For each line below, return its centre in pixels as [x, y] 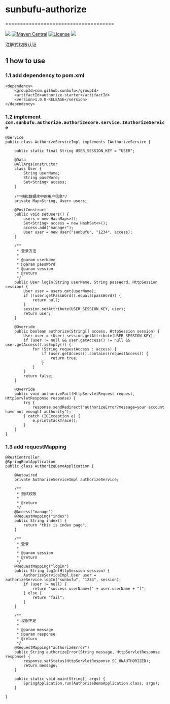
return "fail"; [48, 598]
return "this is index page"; [55, 525]
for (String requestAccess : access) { [74, 349]
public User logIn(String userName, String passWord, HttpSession [86, 282]
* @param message [35, 630]
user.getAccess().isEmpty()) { [38, 345]
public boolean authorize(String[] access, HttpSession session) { [87, 331]
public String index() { [41, 521]
